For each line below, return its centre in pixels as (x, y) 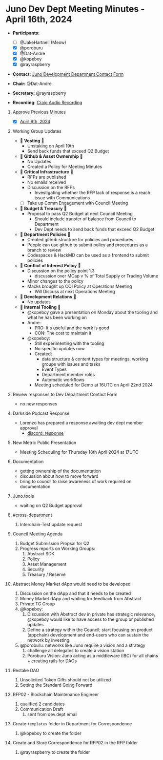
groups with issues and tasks (71, 364)
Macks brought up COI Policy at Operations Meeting (80, 286)
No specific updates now (60, 349)
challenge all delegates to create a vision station (76, 651)
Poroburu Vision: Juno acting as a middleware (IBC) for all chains (92, 656)
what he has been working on (57, 317)
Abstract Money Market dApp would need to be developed (71, 584)
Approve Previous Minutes (39, 112)
